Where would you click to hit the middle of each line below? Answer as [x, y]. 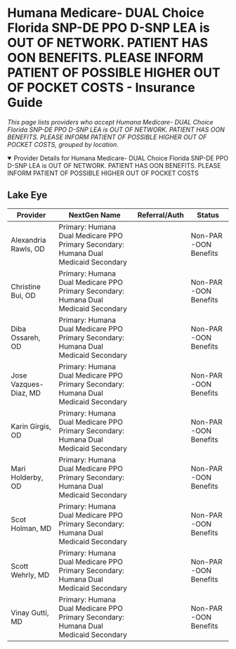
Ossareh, [26, 338]
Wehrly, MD [30, 574]
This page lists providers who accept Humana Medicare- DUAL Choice [111, 122]
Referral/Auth [160, 214]
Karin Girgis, [31, 426]
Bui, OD [24, 295]
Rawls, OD [28, 249]
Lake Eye [27, 195]
